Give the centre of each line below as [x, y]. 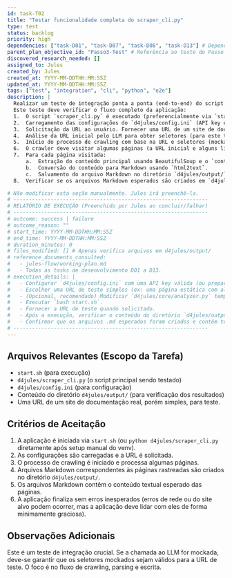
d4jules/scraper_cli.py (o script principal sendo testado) [99, 380]
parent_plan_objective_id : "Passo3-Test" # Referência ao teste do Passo [116, 53]
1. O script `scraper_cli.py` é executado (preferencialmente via [113, 116]
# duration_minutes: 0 [40, 245]
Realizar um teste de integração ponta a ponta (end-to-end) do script [119, 104]
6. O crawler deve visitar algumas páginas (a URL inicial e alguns [115, 149]
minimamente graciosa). [51, 514]
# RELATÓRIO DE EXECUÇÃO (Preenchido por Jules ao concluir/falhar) [108, 206]
